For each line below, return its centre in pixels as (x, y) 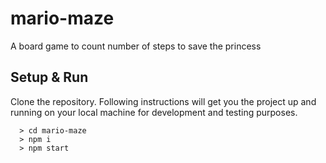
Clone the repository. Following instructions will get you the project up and (163, 101)
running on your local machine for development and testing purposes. (154, 112)
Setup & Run (49, 77)
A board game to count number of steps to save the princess (136, 46)
